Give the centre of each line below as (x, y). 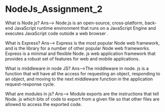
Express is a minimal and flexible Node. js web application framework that (81, 54)
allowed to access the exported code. (44, 104)
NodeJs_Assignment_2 (54, 9)
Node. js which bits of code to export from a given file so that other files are (82, 99)
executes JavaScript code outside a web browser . (57, 33)
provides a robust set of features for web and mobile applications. (72, 58)
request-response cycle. (30, 84)
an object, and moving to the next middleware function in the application (79, 79)
